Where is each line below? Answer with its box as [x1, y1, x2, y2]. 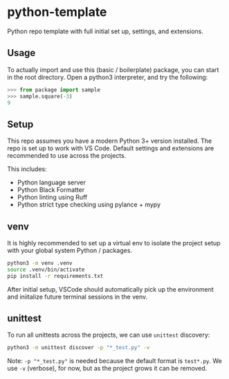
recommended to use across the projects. [7, 152, 127, 160]
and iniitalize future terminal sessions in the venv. [7, 292, 148, 301]
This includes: [7, 165, 47, 173]
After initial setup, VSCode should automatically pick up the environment [7, 285, 214, 293]
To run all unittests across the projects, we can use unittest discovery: [7, 330, 210, 340]
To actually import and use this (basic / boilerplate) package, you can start [7, 65, 219, 73]
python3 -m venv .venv [7, 260, 73, 267]
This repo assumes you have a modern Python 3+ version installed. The [7, 136, 212, 146]
